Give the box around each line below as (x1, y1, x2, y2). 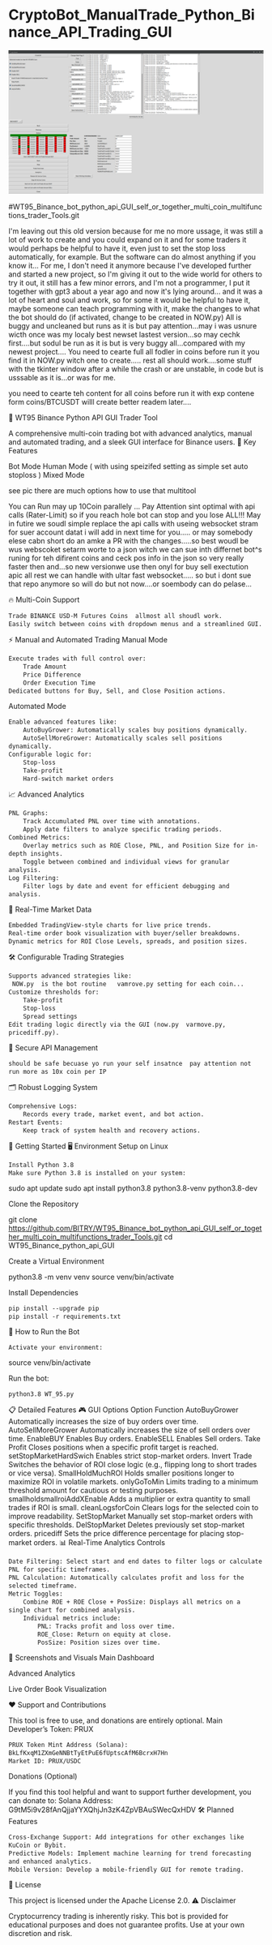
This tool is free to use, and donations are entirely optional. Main (8, 1715, 223, 1725)
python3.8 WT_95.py (8, 1390, 74, 1398)
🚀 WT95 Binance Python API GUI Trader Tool (8, 413, 158, 423)
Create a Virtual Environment (8, 1256, 105, 1266)
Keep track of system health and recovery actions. (23, 1127, 201, 1135)
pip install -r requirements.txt (8, 1312, 121, 1321)
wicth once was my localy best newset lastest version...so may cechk (8, 330, 240, 340)
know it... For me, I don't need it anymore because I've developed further (8, 261, 253, 271)
